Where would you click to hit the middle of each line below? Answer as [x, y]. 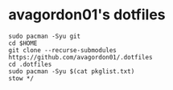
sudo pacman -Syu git [45, 36]
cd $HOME [23, 43]
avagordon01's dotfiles [87, 15]
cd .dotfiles [30, 64]
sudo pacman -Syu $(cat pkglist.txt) [72, 71]
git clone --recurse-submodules [62, 50]
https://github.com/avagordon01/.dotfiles [80, 57]
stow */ [21, 78]
